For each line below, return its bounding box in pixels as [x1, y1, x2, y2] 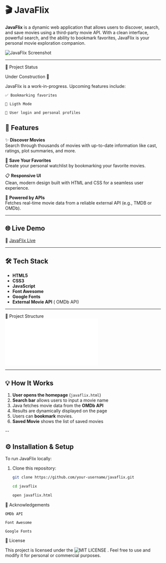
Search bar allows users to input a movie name [12, 397, 109, 403]
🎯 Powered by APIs [5, 195, 45, 201]
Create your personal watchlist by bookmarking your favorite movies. [5, 162, 146, 168]
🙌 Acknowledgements [5, 501, 50, 507]
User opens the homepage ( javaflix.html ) [12, 392, 101, 398]
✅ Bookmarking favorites [5, 93, 57, 98]
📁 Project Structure [5, 313, 44, 319]
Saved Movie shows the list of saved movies [12, 419, 104, 424]
